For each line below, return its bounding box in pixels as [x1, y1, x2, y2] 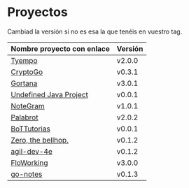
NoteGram [10, 101, 45, 110]
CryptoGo [10, 67, 43, 77]
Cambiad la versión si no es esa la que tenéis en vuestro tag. [7, 27, 183, 36]
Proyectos [7, 4, 68, 20]
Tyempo [10, 55, 38, 65]
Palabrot [10, 113, 38, 122]
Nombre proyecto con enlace [10, 43, 111, 53]
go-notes [10, 169, 43, 179]
